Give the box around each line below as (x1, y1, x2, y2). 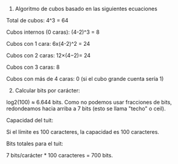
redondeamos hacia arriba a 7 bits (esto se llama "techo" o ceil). (6, 105, 166, 112)
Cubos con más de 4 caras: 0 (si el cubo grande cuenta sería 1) (6, 75, 164, 82)
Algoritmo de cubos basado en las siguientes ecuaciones (14, 5, 158, 12)
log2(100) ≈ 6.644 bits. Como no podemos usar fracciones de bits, (6, 99, 172, 106)
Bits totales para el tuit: (6, 140, 63, 147)
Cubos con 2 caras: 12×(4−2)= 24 (6, 52, 91, 59)
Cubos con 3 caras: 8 (6, 63, 60, 71)
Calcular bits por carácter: (14, 87, 80, 94)
